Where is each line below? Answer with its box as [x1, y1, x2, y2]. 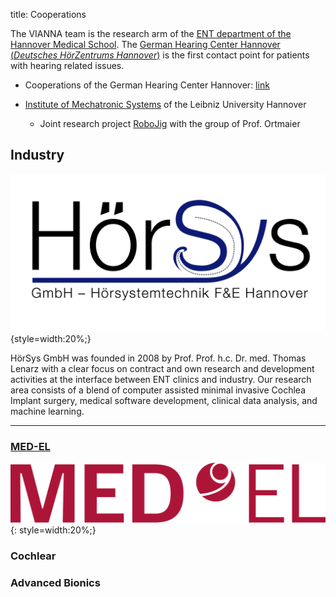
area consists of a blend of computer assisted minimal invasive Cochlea [10, 384, 307, 396]
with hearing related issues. [10, 60, 125, 71]
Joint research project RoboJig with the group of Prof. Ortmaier [39, 118, 301, 129]
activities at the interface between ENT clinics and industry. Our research [10, 373, 312, 385]
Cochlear [10, 549, 57, 563]
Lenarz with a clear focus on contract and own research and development [10, 362, 315, 374]
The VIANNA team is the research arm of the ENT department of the [10, 28, 292, 39]
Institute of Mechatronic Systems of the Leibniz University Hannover [24, 99, 307, 110]
